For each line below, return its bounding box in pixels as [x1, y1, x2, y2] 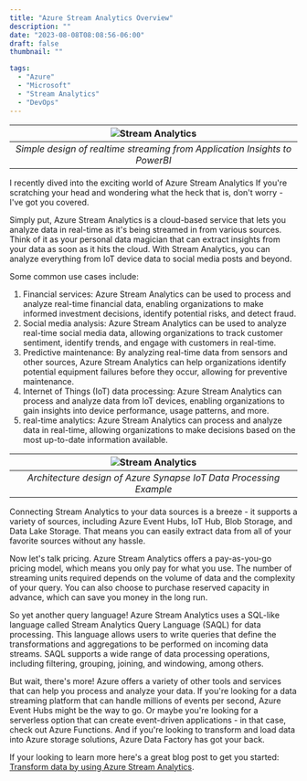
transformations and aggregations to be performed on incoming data [9, 639, 269, 649]
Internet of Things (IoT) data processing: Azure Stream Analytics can [22, 385, 282, 396]
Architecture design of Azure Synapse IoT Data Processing [26, 471, 281, 484]
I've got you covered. [9, 196, 90, 207]
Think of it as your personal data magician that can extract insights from [9, 234, 281, 245]
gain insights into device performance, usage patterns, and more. [22, 405, 270, 416]
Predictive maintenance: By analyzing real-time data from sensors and [22, 346, 288, 357]
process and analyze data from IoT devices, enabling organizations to [22, 395, 285, 406]
